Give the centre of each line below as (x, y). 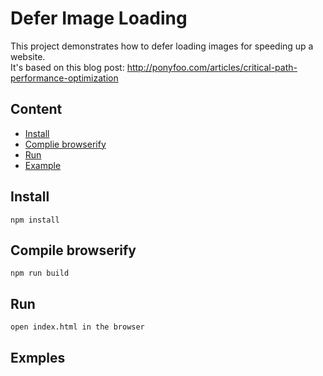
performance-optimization (64, 78)
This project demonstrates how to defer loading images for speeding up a (162, 46)
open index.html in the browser (77, 327)
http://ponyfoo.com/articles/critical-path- (212, 67)
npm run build (40, 273)
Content (36, 109)
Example (43, 165)
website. (28, 56)
